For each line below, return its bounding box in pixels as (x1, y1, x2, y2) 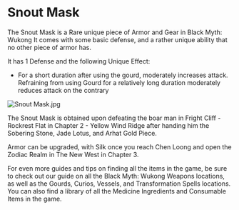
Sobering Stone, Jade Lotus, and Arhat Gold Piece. (7, 129, 157, 137)
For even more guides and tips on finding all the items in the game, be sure (7, 164, 228, 172)
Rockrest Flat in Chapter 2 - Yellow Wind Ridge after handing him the (7, 121, 210, 129)
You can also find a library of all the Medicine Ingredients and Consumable (7, 186, 227, 195)
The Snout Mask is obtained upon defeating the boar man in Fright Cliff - (7, 114, 221, 122)
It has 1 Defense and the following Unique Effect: (7, 56, 151, 65)
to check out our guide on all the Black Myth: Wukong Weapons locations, (7, 171, 225, 180)
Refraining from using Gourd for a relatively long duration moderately (17, 78, 221, 86)
